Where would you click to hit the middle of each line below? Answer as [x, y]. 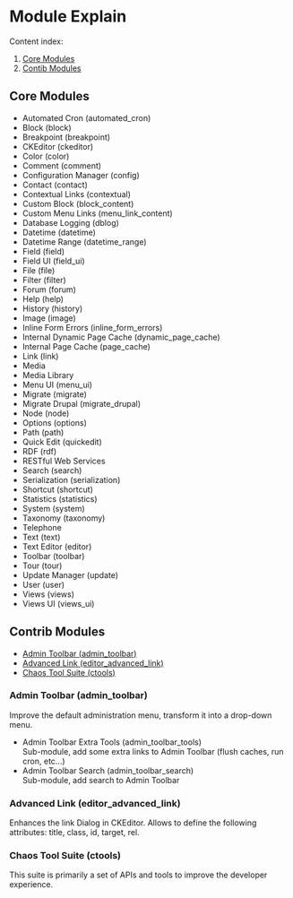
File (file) [39, 270]
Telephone [42, 527]
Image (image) [49, 318]
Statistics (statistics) [60, 498]
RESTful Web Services [64, 461]
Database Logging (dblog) [70, 222]
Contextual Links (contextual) [77, 194]
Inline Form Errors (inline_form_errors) [92, 327]
